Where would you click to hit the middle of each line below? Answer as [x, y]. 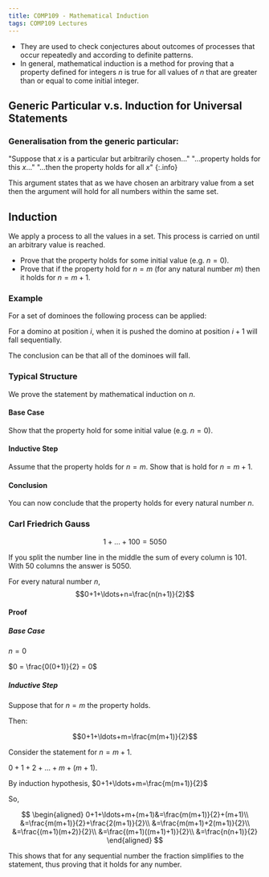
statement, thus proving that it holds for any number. [95, 865]
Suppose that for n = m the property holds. [79, 705]
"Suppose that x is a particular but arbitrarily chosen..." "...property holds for [134, 159]
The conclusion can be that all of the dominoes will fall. [100, 356]
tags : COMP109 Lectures [48, 23]
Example [26, 298]
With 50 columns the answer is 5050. [70, 565]
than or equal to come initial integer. [79, 81]
